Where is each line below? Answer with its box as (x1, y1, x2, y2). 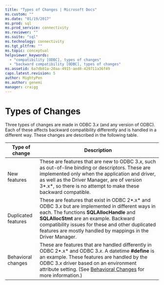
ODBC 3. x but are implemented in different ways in (40, 203, 156, 210)
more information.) (40, 272, 82, 279)
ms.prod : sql (5, 21, 32, 26)
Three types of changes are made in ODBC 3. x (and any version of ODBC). (5, 122, 155, 128)
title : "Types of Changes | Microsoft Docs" (5, 7, 97, 12)
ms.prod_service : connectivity (5, 25, 69, 30)
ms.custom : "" (5, 12, 34, 17)
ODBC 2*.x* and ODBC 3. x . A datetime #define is (40, 248, 155, 255)
